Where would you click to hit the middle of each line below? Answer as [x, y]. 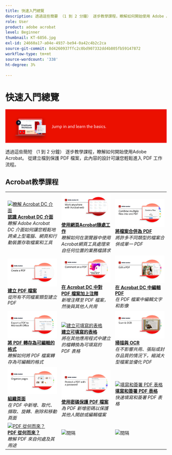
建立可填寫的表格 [79, 332]
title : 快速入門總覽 [25, 11]
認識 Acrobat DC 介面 [30, 217]
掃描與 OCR [127, 343]
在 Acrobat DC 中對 [82, 287]
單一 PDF [133, 244]
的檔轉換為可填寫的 [81, 345]
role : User [17, 21]
